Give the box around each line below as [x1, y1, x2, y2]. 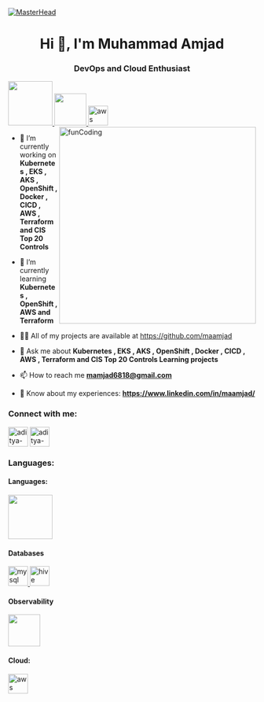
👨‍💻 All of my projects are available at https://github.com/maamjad [19, 331, 233, 341]
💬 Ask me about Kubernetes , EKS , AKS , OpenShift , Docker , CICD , [19, 346, 246, 356]
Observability [8, 597, 54, 606]
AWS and [19, 308, 51, 317]
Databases [8, 548, 45, 558]
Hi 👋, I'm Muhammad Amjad [39, 35, 225, 53]
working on [19, 150, 57, 160]
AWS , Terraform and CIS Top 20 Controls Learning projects [19, 355, 218, 364]
